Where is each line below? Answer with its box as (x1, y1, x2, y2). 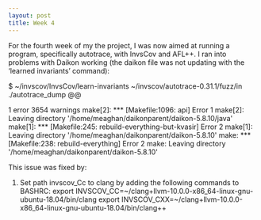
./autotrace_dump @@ (8, 89, 82, 99)
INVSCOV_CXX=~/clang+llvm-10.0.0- (121, 195, 244, 204)
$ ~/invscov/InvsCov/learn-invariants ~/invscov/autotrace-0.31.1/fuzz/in (8, 81, 243, 91)
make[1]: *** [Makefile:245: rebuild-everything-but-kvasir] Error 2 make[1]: (8, 122, 253, 131)
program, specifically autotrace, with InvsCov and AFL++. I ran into (8, 49, 227, 59)
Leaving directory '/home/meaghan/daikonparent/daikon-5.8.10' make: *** (8, 130, 251, 139)
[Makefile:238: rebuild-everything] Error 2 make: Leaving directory (8, 138, 226, 148)
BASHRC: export (19, 186, 74, 195)
